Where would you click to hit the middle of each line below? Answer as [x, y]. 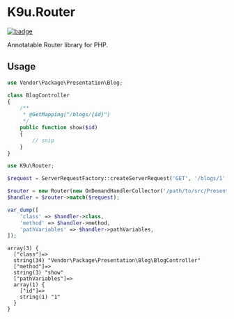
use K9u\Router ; [31, 166]
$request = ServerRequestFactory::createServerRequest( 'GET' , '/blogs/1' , [118, 179]
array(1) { [29, 285]
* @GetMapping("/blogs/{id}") [67, 115]
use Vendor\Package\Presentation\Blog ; [65, 83]
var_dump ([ [23, 210]
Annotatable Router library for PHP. [57, 44]
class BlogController [39, 95]
